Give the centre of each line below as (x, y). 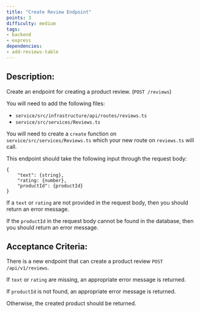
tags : (13, 29)
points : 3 (19, 18)
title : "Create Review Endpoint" (49, 12)
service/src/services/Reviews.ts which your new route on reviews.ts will (100, 140)
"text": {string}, (41, 175)
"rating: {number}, (42, 180)
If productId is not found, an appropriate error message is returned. (91, 292)
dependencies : (24, 47)
